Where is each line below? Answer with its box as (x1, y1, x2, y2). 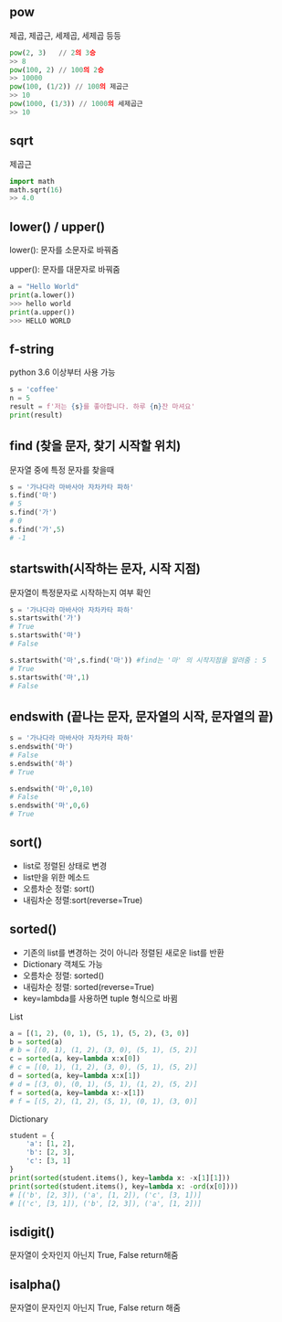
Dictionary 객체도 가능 (22, 958, 103, 969)
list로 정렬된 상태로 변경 (22, 860, 108, 871)
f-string (9, 341, 55, 357)
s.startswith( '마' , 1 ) (9, 673, 89, 682)
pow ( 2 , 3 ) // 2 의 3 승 (9, 48, 96, 58)
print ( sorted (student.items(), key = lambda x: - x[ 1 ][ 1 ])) (9, 1173, 231, 1182)
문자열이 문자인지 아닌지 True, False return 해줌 (9, 1302, 181, 1313)
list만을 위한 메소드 (22, 871, 90, 882)
